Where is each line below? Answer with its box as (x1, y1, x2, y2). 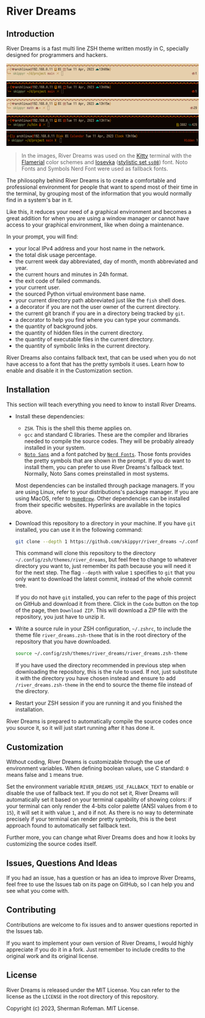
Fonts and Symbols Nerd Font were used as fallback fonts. (21, 165, 168, 172)
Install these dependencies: (15, 412, 85, 420)
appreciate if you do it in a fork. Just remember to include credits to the (6, 945, 185, 953)
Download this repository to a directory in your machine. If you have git (15, 519, 196, 526)
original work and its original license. (6, 952, 99, 959)
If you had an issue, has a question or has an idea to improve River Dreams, (6, 874, 196, 881)
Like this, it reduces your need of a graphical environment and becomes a (6, 208, 192, 215)
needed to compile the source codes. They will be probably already (24, 437, 194, 445)
